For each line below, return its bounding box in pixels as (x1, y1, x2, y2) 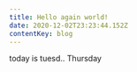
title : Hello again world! (9, 12, 109, 22)
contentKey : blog (9, 29, 73, 38)
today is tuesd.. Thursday (9, 54, 102, 64)
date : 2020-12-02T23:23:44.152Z (9, 21, 128, 30)
